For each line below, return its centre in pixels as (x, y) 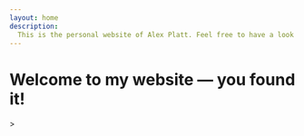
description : (34, 26)
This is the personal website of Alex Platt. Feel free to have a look (156, 34)
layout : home (34, 18)
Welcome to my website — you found (152, 79)
